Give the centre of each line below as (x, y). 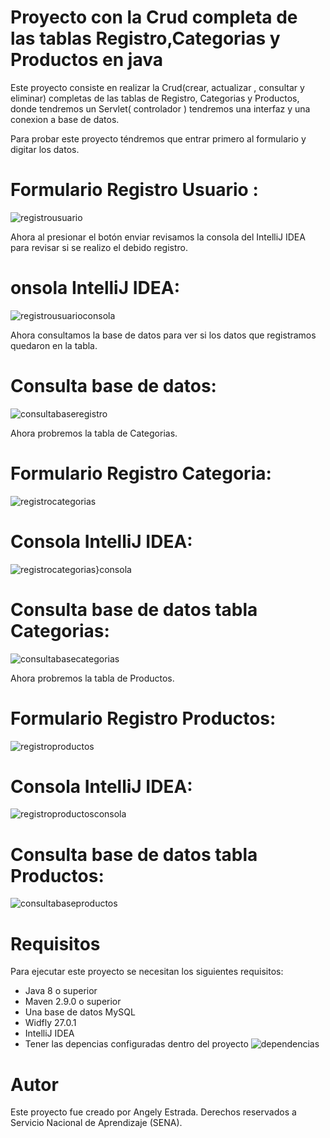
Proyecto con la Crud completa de (154, 17)
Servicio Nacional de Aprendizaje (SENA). (96, 1123)
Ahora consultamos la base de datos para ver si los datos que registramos (163, 335)
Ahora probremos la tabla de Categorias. (94, 433)
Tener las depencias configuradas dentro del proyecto (136, 1044)
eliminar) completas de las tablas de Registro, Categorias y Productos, (155, 98)
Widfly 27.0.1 (50, 1023)
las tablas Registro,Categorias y (145, 38)
